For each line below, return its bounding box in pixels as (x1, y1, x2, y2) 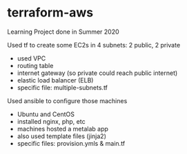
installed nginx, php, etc (17, 117, 86, 125)
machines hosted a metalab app (17, 124, 109, 133)
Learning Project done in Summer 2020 (7, 27, 119, 36)
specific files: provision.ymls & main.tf (17, 139, 126, 147)
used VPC (17, 54, 46, 63)
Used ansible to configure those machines (7, 96, 128, 104)
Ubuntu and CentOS (17, 110, 75, 118)
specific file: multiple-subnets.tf (17, 83, 108, 91)
